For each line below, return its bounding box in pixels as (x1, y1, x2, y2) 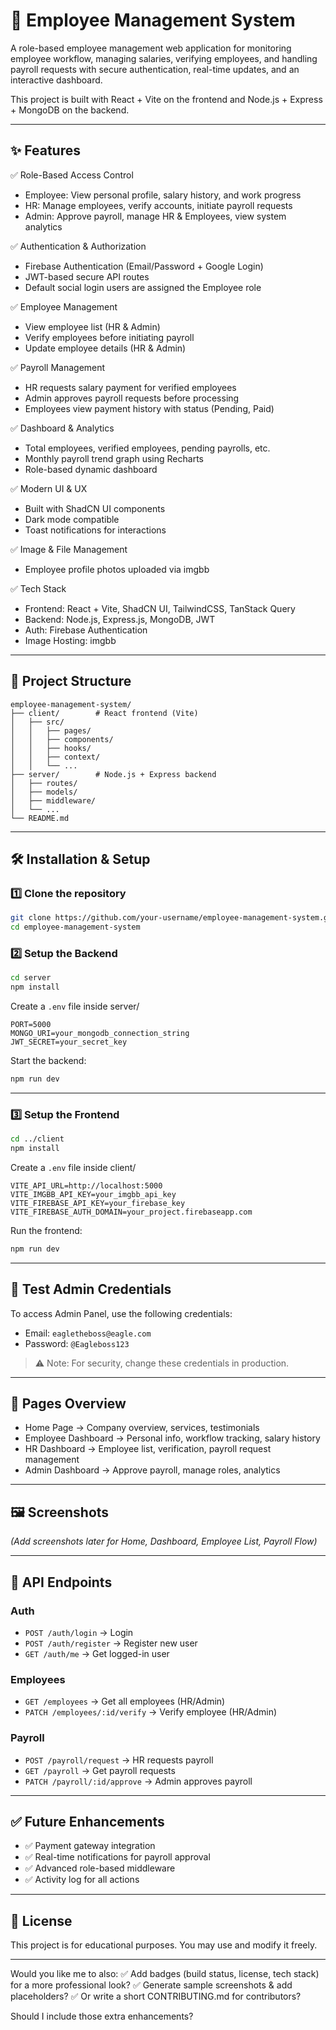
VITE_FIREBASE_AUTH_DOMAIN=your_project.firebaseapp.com (10, 1207, 253, 1217)
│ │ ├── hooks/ (10, 743, 92, 753)
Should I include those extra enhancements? (10, 2010, 194, 2023)
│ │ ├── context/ (10, 752, 101, 762)
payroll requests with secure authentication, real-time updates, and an (10, 63, 300, 75)
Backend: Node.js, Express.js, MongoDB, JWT (24, 613, 216, 625)
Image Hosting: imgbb (24, 634, 117, 646)
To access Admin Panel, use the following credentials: (10, 1307, 233, 1319)
